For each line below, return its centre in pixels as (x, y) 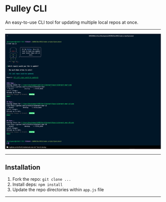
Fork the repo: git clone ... (42, 179)
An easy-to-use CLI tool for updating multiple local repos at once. (72, 22)
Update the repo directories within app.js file (58, 190)
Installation (23, 167)
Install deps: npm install (37, 184)
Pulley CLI (26, 9)
